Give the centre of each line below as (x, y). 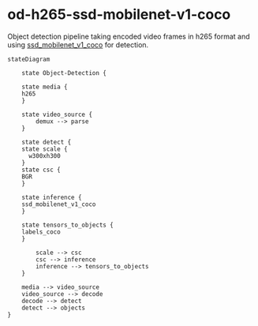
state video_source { (57, 114)
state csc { (41, 170)
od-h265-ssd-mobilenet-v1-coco (119, 15)
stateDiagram (29, 59)
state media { (45, 87)
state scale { (45, 149)
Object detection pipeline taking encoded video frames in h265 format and (129, 36)
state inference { (52, 197)
